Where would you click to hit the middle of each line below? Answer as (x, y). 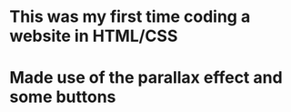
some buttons (63, 97)
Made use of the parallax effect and (146, 78)
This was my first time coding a (130, 17)
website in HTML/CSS (94, 36)
